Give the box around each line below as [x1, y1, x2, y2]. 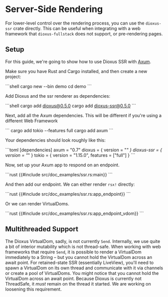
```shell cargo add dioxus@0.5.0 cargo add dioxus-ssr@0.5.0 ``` [5, 103, 136, 109]
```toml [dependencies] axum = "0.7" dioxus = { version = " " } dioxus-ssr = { [5, 147, 162, 153]
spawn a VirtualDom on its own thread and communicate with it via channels [5, 264, 163, 271]
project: [5, 74, 22, 80]
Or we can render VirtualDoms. [5, 200, 69, 206]
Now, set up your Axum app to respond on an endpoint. [5, 162, 120, 168]
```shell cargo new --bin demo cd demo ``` [5, 83, 92, 89]
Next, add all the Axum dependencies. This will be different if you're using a [5, 112, 162, 118]
